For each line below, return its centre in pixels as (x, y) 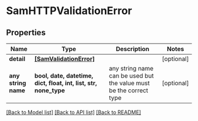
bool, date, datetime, (64, 76)
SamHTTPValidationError (69, 11)
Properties (26, 33)
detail (17, 59)
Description (133, 49)
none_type (50, 90)
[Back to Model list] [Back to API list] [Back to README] (74, 112)
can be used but (131, 76)
